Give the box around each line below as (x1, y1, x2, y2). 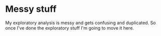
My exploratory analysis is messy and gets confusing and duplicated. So (5, 20, 156, 26)
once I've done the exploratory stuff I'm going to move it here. (5, 25, 134, 31)
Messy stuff (5, 3, 57, 15)
